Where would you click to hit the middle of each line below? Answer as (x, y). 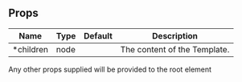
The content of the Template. (175, 49)
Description (175, 35)
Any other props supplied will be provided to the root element (110, 69)
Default (98, 35)
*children (31, 49)
